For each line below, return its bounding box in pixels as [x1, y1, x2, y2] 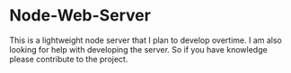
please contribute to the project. [9, 53, 128, 64]
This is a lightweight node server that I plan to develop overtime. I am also [9, 35, 283, 45]
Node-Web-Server [9, 5, 151, 26]
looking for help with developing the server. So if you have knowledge [9, 44, 268, 54]
